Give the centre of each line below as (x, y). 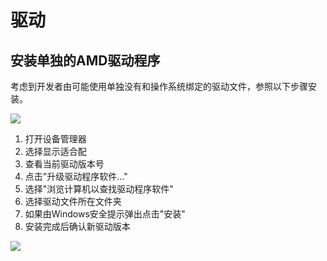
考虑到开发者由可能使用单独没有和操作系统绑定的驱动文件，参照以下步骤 (159, 86)
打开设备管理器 (55, 139)
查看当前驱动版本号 (64, 164)
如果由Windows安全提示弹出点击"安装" (105, 214)
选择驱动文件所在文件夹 (73, 201)
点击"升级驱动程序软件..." (76, 176)
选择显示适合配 (55, 151)
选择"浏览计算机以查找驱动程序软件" (99, 189)
